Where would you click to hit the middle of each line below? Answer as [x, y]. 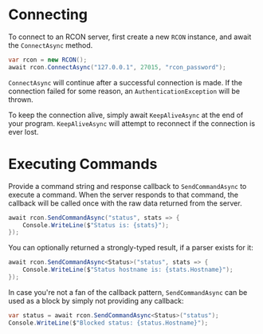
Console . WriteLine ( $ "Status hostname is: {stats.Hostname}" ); [128, 270]
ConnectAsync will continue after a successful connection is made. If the [126, 82]
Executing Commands [83, 164]
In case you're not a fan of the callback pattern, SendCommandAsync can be [128, 292]
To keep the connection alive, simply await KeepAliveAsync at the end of [126, 115]
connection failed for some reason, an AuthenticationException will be [124, 91]
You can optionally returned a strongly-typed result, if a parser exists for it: [131, 248]
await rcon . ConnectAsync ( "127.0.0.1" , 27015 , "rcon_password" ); [117, 67]
